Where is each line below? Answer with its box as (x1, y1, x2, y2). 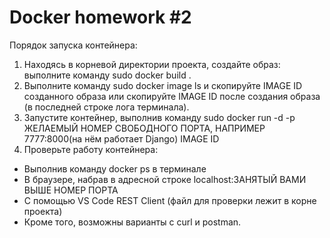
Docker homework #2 (9, 6, 192, 29)
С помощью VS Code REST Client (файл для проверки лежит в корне (23, 194, 317, 206)
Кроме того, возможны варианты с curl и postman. (23, 216, 242, 228)
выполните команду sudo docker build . (23, 69, 192, 81)
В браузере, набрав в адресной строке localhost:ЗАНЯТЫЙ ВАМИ (23, 173, 307, 185)
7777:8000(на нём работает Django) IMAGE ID (23, 132, 220, 145)
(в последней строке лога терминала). (23, 101, 190, 113)
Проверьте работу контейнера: (23, 143, 159, 155)
